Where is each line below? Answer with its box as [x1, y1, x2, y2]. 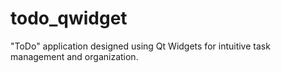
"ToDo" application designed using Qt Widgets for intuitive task [10, 40, 271, 52]
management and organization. [10, 50, 139, 62]
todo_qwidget [10, 7, 128, 30]
